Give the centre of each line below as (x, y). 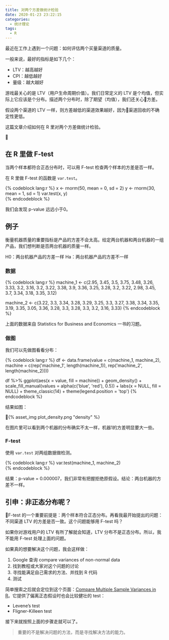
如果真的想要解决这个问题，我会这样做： (47, 549)
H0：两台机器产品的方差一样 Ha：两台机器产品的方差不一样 (67, 257)
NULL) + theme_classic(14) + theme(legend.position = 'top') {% (71, 392)
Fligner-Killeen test (32, 611)
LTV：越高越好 (28, 70)
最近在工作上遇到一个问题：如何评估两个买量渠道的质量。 (65, 48)
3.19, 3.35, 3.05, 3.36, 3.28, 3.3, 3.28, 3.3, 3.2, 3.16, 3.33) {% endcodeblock (83, 308)
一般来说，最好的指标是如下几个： (40, 59)
